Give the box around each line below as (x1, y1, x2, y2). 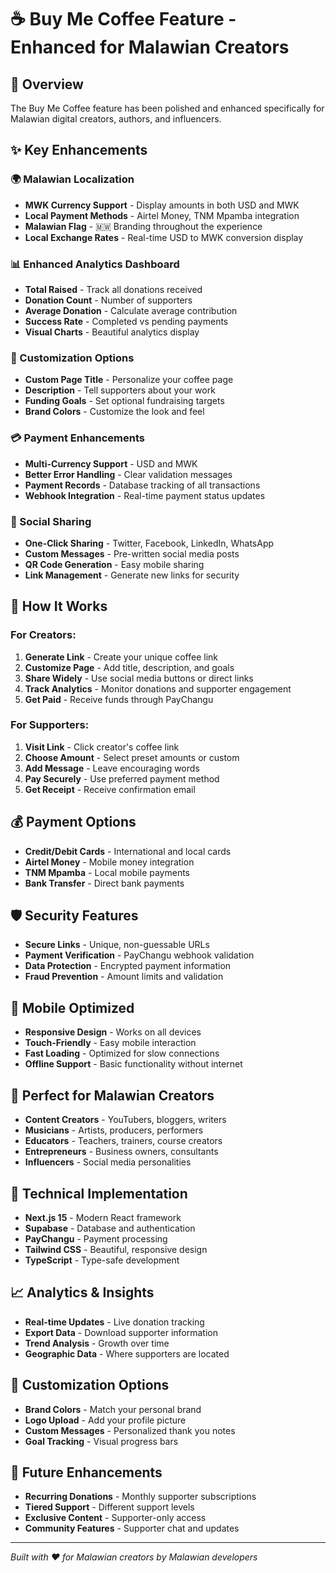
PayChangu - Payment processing (24, 1232, 168, 1245)
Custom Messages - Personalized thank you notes (24, 1424, 236, 1436)
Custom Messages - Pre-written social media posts (24, 547, 240, 560)
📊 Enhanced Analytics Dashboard (10, 257, 180, 271)
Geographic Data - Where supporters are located (24, 1347, 230, 1360)
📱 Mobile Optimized (10, 999, 135, 1016)
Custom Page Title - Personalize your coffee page (24, 374, 234, 386)
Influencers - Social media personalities (24, 1156, 192, 1168)
